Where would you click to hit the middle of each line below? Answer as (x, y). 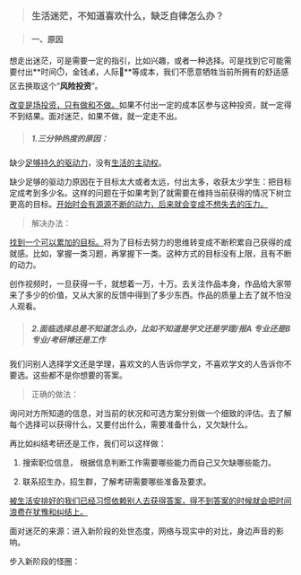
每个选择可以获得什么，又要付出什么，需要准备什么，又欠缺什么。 (131, 424)
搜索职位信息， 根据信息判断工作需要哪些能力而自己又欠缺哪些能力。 (149, 463)
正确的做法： (55, 395)
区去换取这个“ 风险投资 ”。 (56, 86)
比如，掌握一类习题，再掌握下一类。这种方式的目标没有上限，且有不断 (162, 254)
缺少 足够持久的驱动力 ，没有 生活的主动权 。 (88, 163)
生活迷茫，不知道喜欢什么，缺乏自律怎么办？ (128, 15)
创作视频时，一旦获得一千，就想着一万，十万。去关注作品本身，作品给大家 (146, 284)
